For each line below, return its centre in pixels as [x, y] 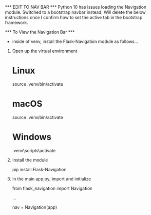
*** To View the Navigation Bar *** [40, 32]
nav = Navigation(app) [35, 207]
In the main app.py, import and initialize [51, 179]
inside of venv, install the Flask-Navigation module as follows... [75, 41]
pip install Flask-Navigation [39, 169]
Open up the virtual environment [45, 51]
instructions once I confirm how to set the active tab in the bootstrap [74, 17]
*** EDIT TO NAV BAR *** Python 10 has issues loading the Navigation [76, 7]
